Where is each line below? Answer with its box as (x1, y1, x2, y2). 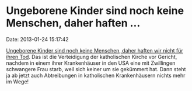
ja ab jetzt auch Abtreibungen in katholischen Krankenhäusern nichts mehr (6, 72, 186, 79)
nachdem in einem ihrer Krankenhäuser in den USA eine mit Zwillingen (6, 60, 176, 66)
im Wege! (6, 78, 29, 85)
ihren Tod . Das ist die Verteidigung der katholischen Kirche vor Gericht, (6, 53, 177, 60)
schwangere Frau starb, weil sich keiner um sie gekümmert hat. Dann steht (6, 65, 186, 72)
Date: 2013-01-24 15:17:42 (6, 36, 69, 43)
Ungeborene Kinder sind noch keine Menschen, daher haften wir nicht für (6, 47, 184, 54)
